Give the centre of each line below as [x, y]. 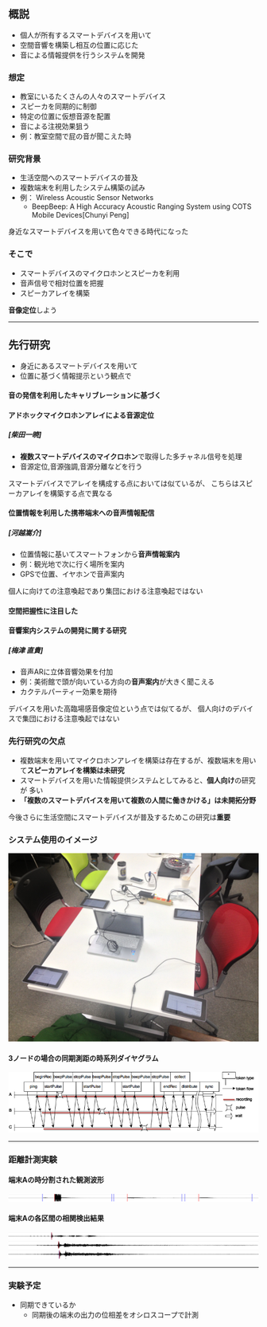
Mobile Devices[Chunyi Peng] [80, 215]
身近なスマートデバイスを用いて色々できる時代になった [99, 232]
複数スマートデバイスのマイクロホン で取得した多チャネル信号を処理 [131, 456]
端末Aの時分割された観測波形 [56, 1180]
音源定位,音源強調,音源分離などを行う [81, 466]
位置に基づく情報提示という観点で [75, 375]
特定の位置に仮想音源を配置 [65, 116]
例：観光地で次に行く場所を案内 [72, 564]
